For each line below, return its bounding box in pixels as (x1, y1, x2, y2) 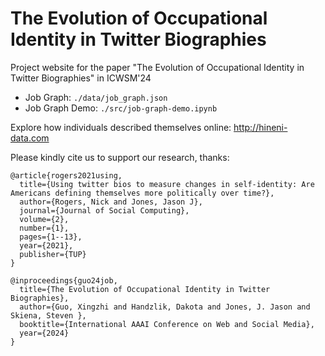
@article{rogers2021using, (10, 170, 123, 181)
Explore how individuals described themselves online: (10, 121, 232, 133)
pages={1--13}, (19, 232, 83, 242)
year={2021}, (19, 240, 74, 251)
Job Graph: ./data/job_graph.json (24, 91, 168, 103)
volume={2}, (19, 214, 70, 224)
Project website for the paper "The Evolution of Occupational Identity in (10, 61, 305, 73)
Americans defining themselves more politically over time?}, (10, 188, 275, 198)
